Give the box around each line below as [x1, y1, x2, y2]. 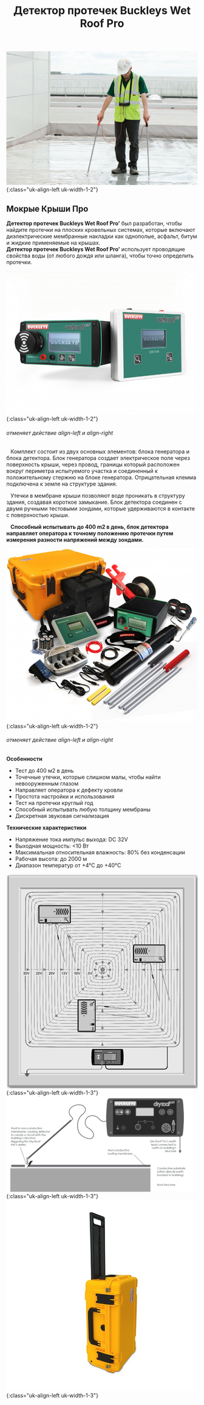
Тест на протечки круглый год [15, 800, 93, 807]
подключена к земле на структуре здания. [6, 480, 117, 487]
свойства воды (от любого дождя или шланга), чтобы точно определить [6, 252, 194, 259]
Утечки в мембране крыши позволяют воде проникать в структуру [10, 492, 185, 500]
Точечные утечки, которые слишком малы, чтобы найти [15, 773, 161, 781]
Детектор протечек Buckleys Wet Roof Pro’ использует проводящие [6, 246, 185, 253]
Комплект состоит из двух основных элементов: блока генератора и [10, 448, 190, 455]
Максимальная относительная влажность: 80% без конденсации [15, 849, 185, 856]
